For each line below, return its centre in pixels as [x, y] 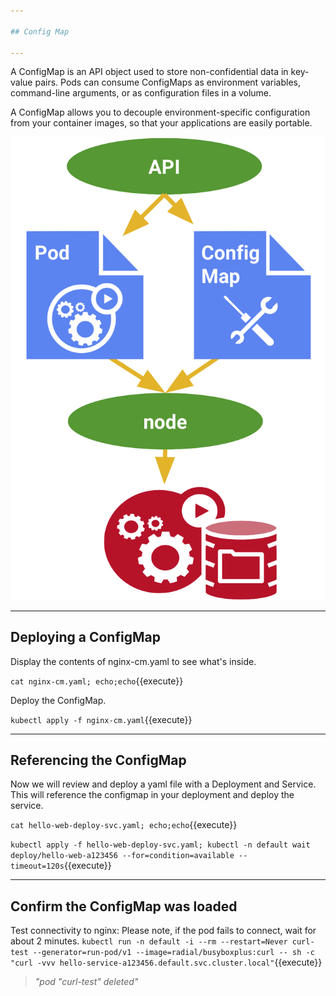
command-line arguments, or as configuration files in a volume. [141, 93]
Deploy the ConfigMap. [58, 700]
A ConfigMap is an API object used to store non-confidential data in [149, 72]
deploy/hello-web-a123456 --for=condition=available [122, 856]
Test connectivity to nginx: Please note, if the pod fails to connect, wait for [163, 931]
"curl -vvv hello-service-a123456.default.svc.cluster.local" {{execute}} [166, 962]
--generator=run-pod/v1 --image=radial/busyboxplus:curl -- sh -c [173, 953]
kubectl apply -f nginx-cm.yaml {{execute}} [101, 719]
